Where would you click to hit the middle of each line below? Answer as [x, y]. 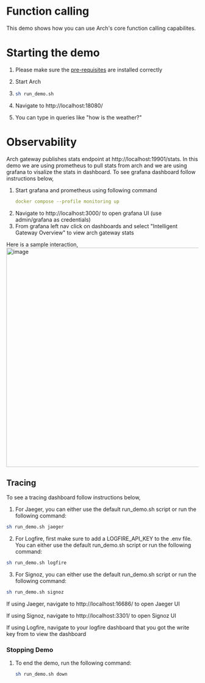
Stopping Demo [30, 649]
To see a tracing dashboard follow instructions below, [74, 497]
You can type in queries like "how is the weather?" [78, 117]
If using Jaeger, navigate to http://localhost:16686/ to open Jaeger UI [93, 604]
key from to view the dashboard [46, 634]
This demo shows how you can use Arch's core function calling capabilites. [101, 28]
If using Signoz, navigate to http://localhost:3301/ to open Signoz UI [91, 616]
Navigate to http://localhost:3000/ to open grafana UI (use [88, 213]
